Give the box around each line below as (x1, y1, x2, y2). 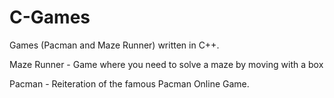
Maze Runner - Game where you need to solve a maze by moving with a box (9, 58, 324, 70)
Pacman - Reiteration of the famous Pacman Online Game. (9, 77, 250, 90)
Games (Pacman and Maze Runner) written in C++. (9, 39, 220, 51)
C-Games (9, 6, 91, 29)
